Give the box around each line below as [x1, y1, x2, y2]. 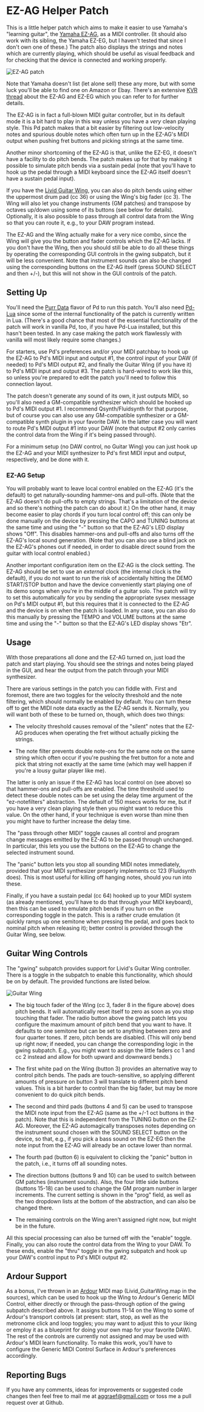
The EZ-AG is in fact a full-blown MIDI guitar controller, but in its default [6, 111, 185, 118]
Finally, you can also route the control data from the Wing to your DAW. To [6, 1241, 191, 1248]
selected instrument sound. [6, 848, 75, 856]
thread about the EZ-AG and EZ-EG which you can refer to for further [6, 93, 179, 100]
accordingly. [6, 1352, 38, 1360]
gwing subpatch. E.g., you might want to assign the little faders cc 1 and [15, 1047, 195, 1054]
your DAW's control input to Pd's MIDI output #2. [6, 1253, 129, 1261]
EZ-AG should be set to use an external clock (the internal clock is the [6, 568, 181, 575]
